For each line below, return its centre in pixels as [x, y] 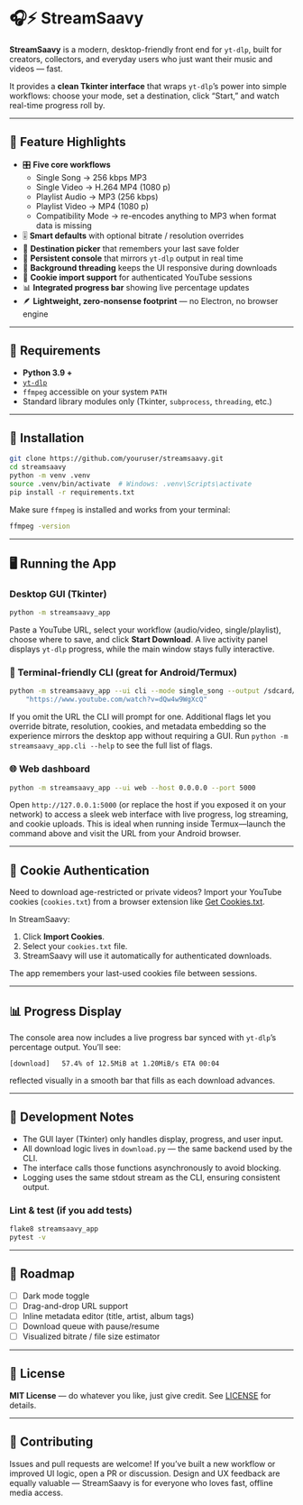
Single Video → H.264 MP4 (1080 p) [103, 187]
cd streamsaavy [38, 467]
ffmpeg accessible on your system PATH [95, 392]
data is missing [64, 225]
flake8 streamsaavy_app [54, 1229]
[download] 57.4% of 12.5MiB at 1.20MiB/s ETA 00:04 [115, 1064]
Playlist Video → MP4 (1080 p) [92, 206]
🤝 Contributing [51, 1442]
